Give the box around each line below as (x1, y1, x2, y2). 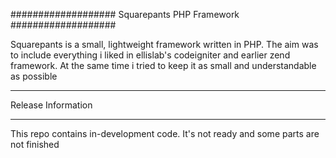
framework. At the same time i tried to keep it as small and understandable (10, 60, 317, 71)
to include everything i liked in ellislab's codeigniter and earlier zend (10, 49, 291, 61)
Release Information (10, 99, 93, 111)
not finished (10, 139, 60, 150)
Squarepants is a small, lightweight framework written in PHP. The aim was (10, 39, 319, 50)
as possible (10, 70, 58, 82)
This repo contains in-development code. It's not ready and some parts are (10, 128, 320, 139)
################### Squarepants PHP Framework (10, 9, 240, 20)
